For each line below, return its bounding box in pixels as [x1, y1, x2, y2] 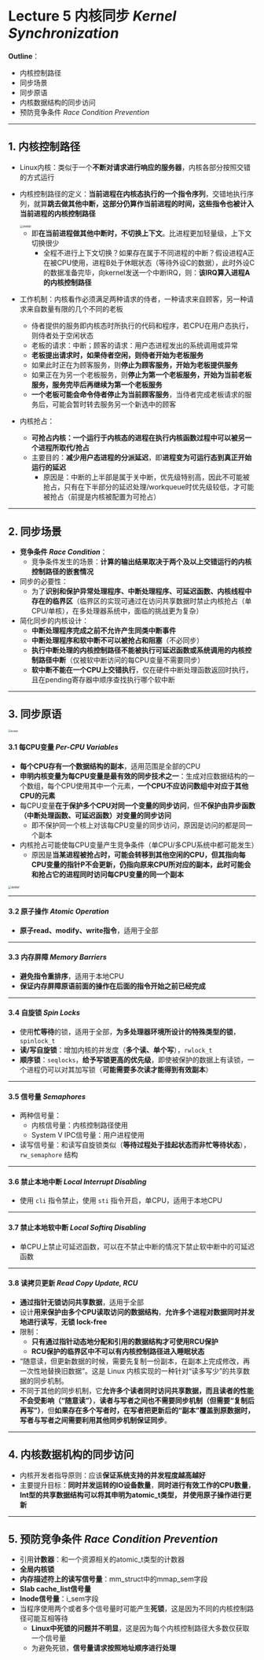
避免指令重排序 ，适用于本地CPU [19, 971, 124, 980]
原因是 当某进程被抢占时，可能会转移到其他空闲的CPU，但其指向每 [31, 850, 246, 859]
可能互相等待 [26, 1614, 68, 1623]
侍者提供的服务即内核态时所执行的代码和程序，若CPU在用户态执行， [31, 321, 253, 330]
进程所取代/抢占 [38, 443, 90, 452]
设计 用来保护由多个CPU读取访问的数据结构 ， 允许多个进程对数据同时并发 [19, 1307, 255, 1316]
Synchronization [8, 24, 119, 42]
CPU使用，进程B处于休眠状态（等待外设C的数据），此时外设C [57, 258, 255, 267]
